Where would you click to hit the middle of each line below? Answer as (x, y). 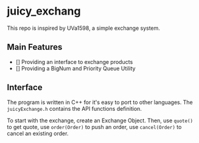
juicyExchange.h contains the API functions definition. (75, 108)
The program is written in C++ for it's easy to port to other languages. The (100, 102)
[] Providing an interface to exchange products (74, 61)
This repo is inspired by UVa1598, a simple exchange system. (84, 28)
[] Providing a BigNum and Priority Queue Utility (75, 68)
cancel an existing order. (38, 133)
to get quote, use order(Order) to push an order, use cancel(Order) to (94, 127)
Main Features (35, 47)
